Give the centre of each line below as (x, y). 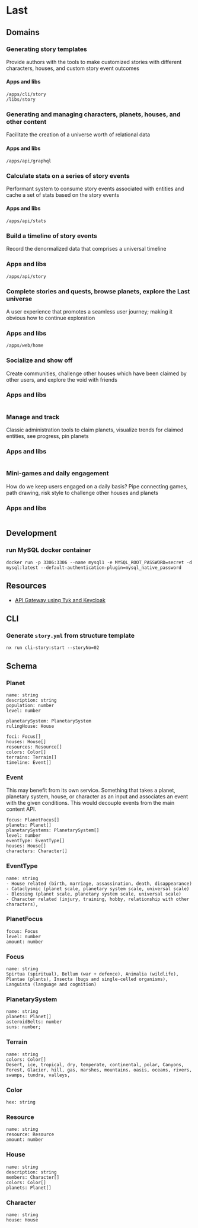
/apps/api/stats (26, 221)
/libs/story (21, 100)
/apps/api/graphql (29, 161)
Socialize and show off (39, 360)
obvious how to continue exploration (51, 318)
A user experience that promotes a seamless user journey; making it (90, 311)
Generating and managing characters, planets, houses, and (93, 114)
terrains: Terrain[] (32, 757)
